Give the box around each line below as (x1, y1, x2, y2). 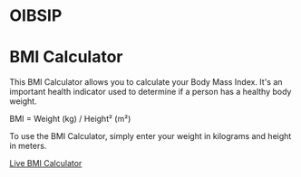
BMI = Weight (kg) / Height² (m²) (9, 114, 131, 125)
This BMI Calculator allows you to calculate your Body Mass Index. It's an (9, 77, 283, 88)
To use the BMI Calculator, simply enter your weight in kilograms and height (9, 131, 292, 142)
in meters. (9, 141, 47, 152)
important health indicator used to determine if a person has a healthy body (9, 87, 292, 98)
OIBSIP (9, 5, 63, 26)
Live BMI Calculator (9, 158, 83, 169)
